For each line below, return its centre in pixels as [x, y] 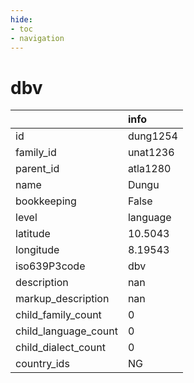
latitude [33, 234]
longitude [37, 250]
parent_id [37, 169]
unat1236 [151, 153]
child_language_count [66, 331]
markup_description [62, 299]
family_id [36, 153]
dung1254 [152, 136]
